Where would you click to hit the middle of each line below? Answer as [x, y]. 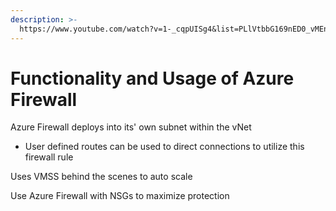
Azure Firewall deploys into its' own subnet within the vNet [131, 127]
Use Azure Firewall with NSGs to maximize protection [120, 196]
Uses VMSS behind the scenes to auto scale [101, 177]
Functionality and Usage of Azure [152, 78]
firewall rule [49, 157]
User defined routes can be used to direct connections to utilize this [164, 147]
